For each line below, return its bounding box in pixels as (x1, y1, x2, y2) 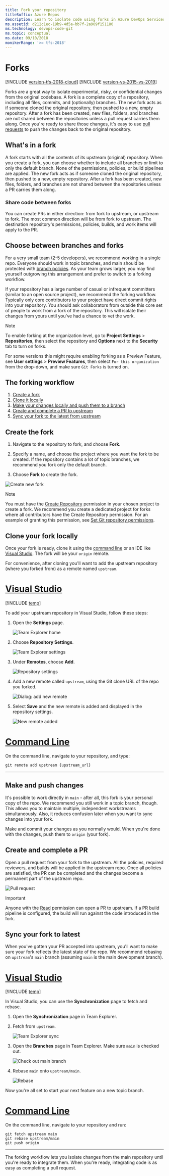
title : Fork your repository (5, 7, 66, 13)
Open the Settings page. (12, 620, 64, 626)
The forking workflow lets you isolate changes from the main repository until (5, 1154, 163, 1160)
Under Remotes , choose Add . (12, 658, 75, 665)
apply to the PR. (5, 226, 38, 232)
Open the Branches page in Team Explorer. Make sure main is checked (12, 1043, 159, 1049)
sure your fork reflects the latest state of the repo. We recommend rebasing (5, 949, 162, 955)
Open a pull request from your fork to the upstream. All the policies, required (5, 859, 163, 865)
